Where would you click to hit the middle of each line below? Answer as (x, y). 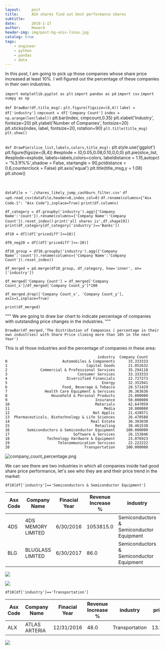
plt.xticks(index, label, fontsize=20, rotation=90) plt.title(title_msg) (77, 129)
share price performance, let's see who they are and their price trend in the (81, 471)
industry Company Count (123, 357)
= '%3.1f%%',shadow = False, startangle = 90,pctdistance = (66, 163)
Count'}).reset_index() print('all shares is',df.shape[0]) (67, 221)
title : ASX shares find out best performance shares (66, 14)
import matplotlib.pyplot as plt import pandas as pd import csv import (80, 94)
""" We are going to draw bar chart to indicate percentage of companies (78, 316)
